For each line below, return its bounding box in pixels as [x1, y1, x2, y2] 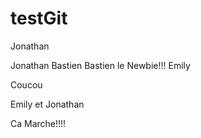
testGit [10, 7, 68, 30]
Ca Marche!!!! [10, 117, 67, 129]
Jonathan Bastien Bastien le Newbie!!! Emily [10, 59, 191, 71]
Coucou [10, 78, 43, 91]
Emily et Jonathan [10, 98, 85, 110]
